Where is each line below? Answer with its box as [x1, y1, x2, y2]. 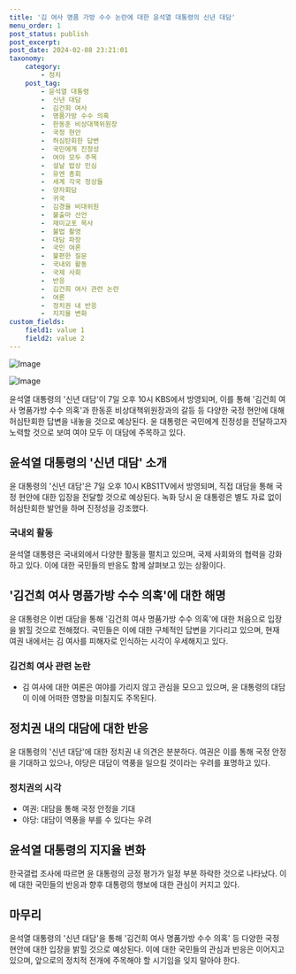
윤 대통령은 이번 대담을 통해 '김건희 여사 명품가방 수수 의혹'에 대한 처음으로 [9, 613, 266, 624]
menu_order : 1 [9, 21, 62, 30]
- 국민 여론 [41, 243, 81, 252]
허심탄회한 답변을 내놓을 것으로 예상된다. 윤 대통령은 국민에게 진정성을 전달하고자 [9, 415, 288, 426]
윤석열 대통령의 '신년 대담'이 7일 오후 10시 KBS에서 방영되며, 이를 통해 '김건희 [9, 393, 277, 404]
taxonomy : [9, 54, 46, 63]
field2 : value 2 [25, 334, 86, 343]
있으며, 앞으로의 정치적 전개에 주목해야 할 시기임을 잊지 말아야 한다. [9, 955, 240, 965]
